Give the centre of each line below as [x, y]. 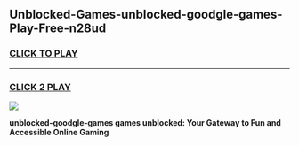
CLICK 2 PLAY [40, 87]
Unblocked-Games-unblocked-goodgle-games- [146, 15]
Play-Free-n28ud [58, 29]
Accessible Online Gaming [59, 132]
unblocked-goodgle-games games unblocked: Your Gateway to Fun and [145, 122]
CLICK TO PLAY [44, 54]
